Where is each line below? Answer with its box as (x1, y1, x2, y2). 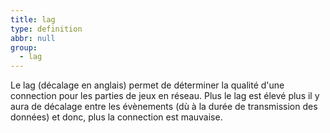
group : (10, 42, 38, 53)
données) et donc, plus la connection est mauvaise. (10, 111, 223, 123)
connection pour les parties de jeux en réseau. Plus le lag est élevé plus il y (10, 90, 320, 102)
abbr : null (10, 33, 56, 43)
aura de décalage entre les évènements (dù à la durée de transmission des (10, 101, 318, 113)
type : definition (10, 24, 83, 34)
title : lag (10, 14, 56, 25)
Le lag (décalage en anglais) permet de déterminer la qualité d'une (10, 79, 285, 91)
